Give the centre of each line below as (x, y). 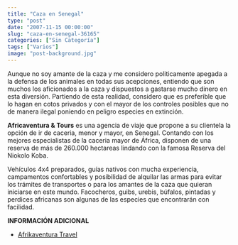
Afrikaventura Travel (48, 234)
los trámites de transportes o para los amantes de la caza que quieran (110, 184)
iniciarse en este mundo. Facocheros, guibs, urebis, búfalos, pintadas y (112, 192)
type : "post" (27, 21)
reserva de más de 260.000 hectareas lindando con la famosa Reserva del (117, 148)
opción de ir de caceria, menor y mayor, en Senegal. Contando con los (111, 133)
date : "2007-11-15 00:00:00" (50, 27)
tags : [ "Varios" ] (33, 47)
